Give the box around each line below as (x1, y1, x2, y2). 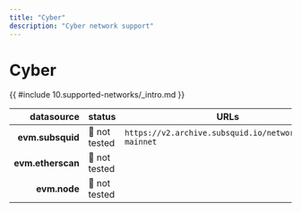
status (88, 111, 116, 123)
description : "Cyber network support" (9, 21, 154, 30)
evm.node (35, 182, 80, 195)
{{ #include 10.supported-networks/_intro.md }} (9, 89, 185, 100)
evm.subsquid (17, 131, 80, 144)
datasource (30, 111, 80, 123)
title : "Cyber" (9, 13, 66, 22)
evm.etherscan (13, 157, 80, 170)
